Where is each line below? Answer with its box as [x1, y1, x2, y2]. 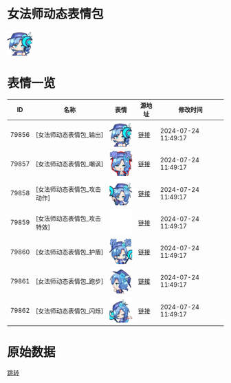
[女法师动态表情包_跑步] [35, 277, 104, 285]
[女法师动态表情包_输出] [35, 131, 104, 139]
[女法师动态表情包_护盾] [35, 248, 104, 256]
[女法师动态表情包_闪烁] [35, 307, 104, 315]
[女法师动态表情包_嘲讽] [35, 160, 104, 168]
